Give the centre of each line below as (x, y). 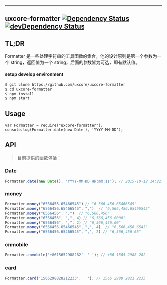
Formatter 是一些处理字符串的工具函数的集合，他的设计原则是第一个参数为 (81, 56)
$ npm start (17, 98)
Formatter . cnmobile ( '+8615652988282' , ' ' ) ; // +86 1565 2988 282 (75, 255)
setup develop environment (34, 74)
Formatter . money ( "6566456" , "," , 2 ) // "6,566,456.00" (63, 223)
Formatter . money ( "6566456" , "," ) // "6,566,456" (58, 213)
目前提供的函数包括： (39, 158)
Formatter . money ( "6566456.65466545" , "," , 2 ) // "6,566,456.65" (73, 232)
